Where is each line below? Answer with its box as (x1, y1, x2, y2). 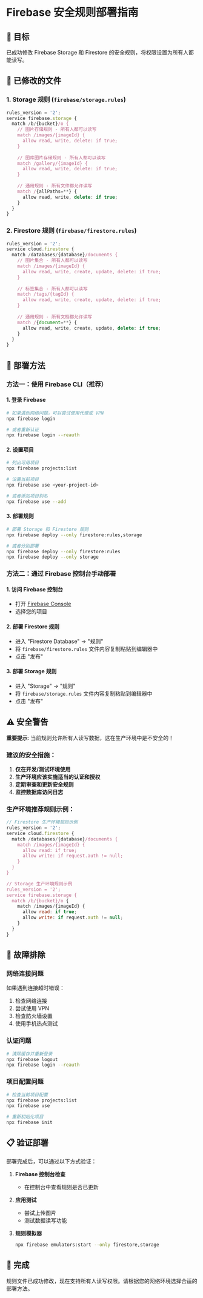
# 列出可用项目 (6, 460, 39, 466)
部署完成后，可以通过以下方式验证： (6, 1157, 97, 1165)
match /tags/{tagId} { (17, 291, 75, 298)
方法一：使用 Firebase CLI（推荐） (6, 380, 108, 388)
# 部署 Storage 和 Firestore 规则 (6, 526, 89, 532)
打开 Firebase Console (15, 601, 72, 608)
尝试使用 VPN (15, 1005, 50, 1012)
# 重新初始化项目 (6, 1114, 44, 1120)
